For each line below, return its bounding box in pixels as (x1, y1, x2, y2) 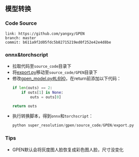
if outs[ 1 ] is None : (21, 90, 64, 95)
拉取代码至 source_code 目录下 (12, 63, 71, 69)
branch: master (5, 35, 36, 41)
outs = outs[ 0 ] (30, 95, 62, 100)
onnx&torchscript (5, 51, 48, 58)
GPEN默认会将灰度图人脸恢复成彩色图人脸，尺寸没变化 (12, 147, 124, 153)
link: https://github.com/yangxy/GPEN (5, 31, 85, 36)
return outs (12, 104, 37, 108)
